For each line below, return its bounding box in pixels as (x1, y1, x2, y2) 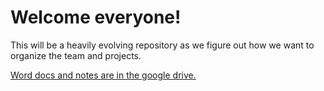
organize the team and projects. (10, 49, 142, 61)
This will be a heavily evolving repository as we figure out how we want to (10, 39, 315, 51)
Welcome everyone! (10, 6, 182, 29)
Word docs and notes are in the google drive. (10, 69, 197, 81)
